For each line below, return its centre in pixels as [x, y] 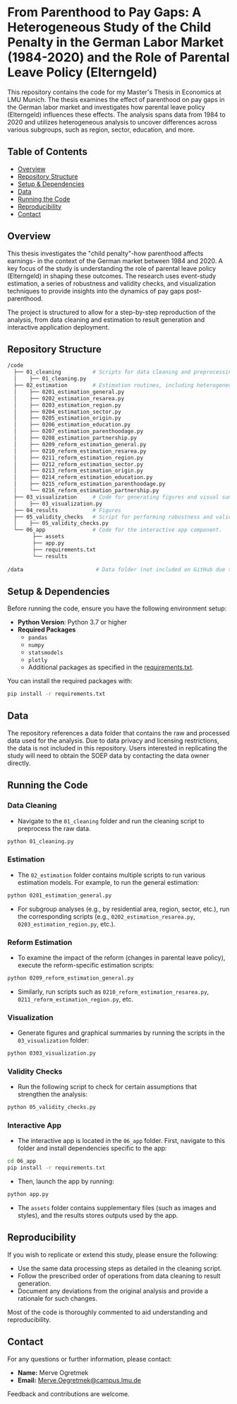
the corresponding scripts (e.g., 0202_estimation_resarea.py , [106, 916]
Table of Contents [48, 152]
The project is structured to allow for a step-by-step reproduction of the [112, 312]
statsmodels [45, 653]
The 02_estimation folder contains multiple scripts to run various [111, 875]
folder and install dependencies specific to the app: [92, 1148]
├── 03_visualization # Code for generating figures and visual [116, 497]
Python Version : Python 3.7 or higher [72, 622]
